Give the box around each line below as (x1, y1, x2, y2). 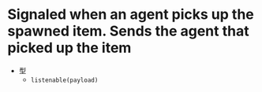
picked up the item (7, 39, 132, 57)
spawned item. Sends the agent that (7, 22, 249, 40)
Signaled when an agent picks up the (7, 6, 254, 24)
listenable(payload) (30, 76, 99, 84)
